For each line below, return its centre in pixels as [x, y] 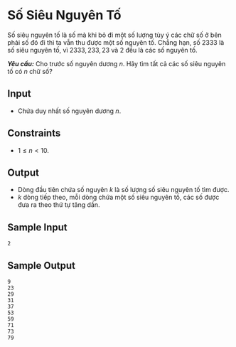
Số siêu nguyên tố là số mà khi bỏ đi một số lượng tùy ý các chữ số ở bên [114, 35]
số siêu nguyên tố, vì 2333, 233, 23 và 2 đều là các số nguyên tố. [102, 50]
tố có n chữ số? [30, 71]
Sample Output [42, 266]
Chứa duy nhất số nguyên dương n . [69, 111]
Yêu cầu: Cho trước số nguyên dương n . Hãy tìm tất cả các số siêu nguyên [117, 63]
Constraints [34, 133]
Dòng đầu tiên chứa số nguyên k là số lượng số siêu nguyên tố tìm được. [123, 190]
